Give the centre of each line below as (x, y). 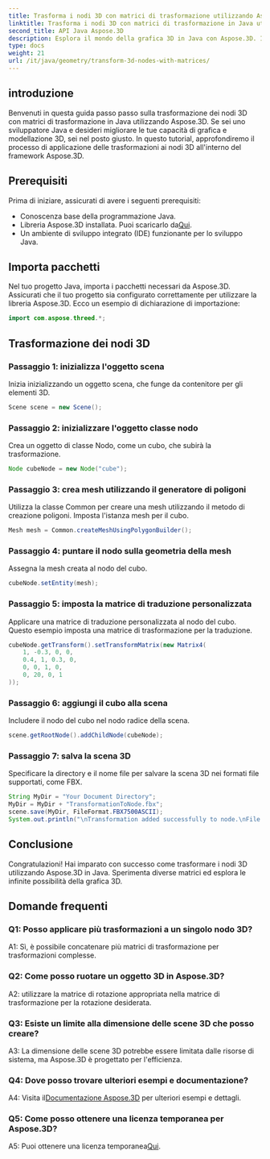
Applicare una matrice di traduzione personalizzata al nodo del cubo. (123, 621)
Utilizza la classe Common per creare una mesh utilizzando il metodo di (127, 507)
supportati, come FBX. (45, 782)
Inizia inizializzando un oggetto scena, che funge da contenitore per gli (126, 384)
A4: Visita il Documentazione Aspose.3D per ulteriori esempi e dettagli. (125, 1098)
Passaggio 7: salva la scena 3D (70, 756)
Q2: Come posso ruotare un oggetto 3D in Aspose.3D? (117, 976)
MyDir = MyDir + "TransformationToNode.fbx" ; (86, 804)
